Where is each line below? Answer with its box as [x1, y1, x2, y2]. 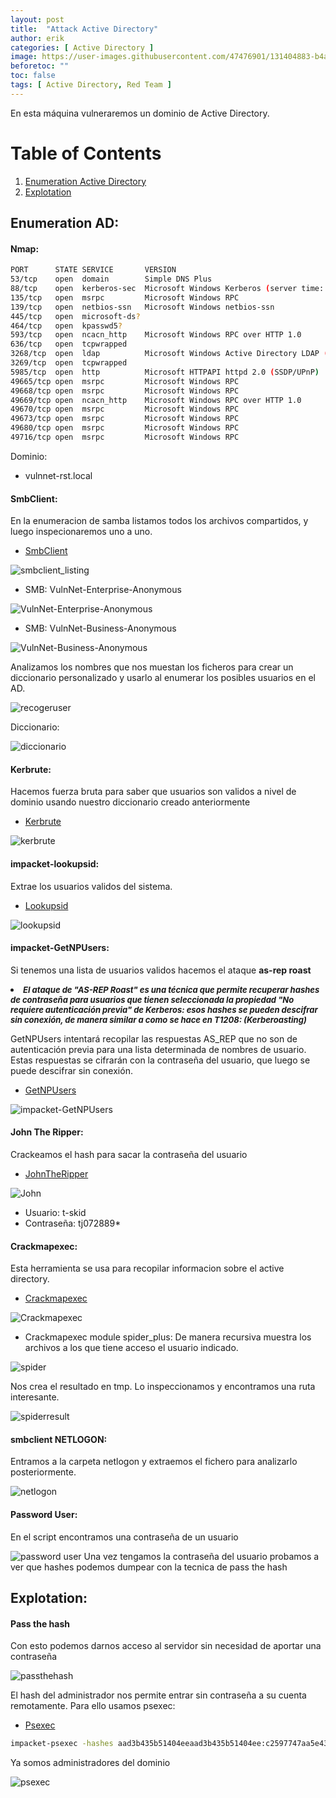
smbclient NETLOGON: [10, 1433, 108, 1445]
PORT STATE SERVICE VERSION [10, 265, 177, 275]
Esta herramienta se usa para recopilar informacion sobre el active [10, 1262, 285, 1275]
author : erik [10, 33, 65, 43]
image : [10, 52, 38, 62]
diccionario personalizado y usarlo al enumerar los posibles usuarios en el [10, 672, 316, 684]
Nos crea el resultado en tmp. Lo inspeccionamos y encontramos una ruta [10, 1381, 316, 1393]
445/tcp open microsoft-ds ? [10, 311, 141, 321]
